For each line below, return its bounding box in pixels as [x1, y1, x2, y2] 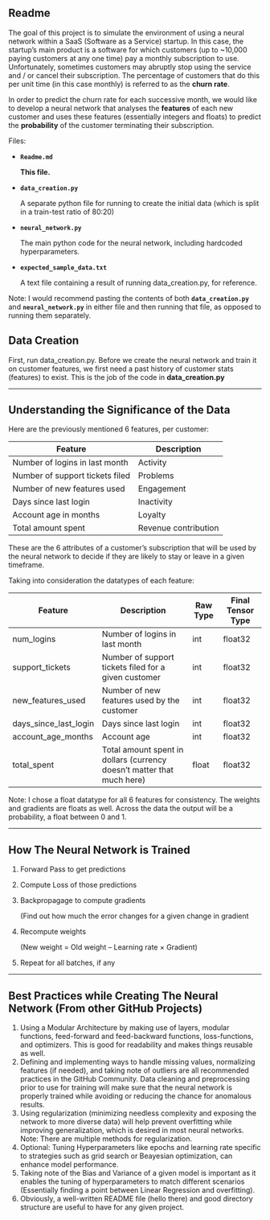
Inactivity [137, 497, 173, 508]
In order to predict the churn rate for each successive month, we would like [8, 94, 257, 104]
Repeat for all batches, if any [19, 958, 116, 968]
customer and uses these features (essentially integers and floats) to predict [8, 112, 261, 122]
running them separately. [8, 310, 92, 320]
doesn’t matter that [101, 765, 174, 776]
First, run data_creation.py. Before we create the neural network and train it [8, 355, 257, 365]
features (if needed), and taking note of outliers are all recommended [19, 1065, 249, 1075]
